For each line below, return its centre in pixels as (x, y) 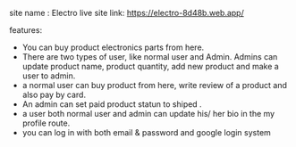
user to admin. (49, 76)
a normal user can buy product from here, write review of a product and (155, 85)
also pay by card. (54, 94)
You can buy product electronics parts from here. (113, 47)
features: (26, 30)
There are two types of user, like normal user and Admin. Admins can (150, 57)
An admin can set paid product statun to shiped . (112, 104)
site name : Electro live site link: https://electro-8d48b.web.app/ (127, 13)
